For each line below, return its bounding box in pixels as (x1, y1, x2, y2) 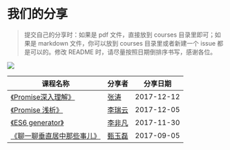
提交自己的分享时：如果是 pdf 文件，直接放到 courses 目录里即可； (23, 30, 215, 39)
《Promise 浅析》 (10, 105, 64, 115)
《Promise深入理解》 (10, 92, 75, 102)
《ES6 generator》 (10, 118, 64, 127)
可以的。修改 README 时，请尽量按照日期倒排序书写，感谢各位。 (30, 48, 216, 56)
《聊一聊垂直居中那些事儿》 (10, 131, 102, 140)
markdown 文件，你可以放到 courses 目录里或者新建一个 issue (37, 39, 216, 47)
